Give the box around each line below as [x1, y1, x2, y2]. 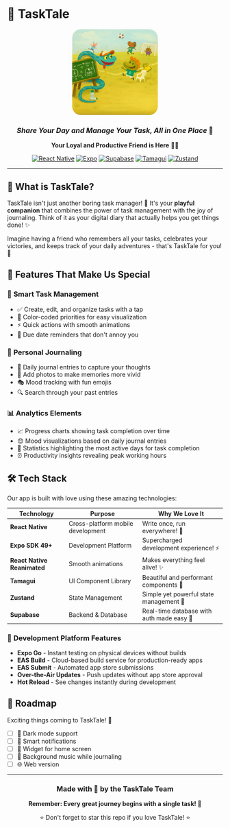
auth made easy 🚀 [142, 614, 193, 622]
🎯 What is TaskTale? [7, 181, 94, 193]
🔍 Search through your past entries [16, 389, 118, 397]
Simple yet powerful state [142, 589, 214, 598]
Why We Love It [157, 509, 204, 517]
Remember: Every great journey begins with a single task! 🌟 [28, 800, 202, 808]
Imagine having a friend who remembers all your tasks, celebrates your [7, 234, 208, 243]
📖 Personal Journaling [7, 348, 82, 357]
